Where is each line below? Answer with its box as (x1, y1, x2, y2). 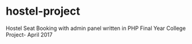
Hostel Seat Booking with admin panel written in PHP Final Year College (6, 24, 186, 32)
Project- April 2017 (6, 31, 53, 38)
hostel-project (6, 4, 81, 18)
